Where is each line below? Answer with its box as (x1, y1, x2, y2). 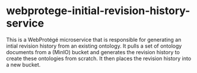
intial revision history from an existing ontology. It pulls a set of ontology (6, 42, 182, 49)
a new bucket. (6, 61, 41, 68)
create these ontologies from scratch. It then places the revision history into (6, 55, 192, 62)
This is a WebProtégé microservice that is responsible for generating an (6, 36, 182, 43)
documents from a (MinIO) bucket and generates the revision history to (6, 48, 180, 55)
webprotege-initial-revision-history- (6, 4, 190, 18)
